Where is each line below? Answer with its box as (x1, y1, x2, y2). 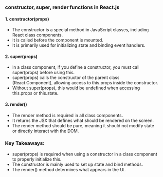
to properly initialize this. (12, 156, 62, 162)
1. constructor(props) (5, 16, 50, 22)
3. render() (5, 101, 28, 107)
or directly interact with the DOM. (12, 128, 79, 134)
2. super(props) (5, 53, 38, 59)
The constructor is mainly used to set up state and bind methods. (12, 161, 143, 167)
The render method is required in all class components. (12, 112, 123, 118)
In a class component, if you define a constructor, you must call (12, 64, 140, 70)
